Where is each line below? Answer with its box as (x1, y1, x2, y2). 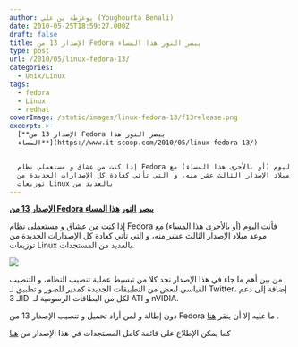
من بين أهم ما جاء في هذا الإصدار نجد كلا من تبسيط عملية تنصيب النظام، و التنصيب (9, 274, 283, 285)
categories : (9, 64, 54, 73)
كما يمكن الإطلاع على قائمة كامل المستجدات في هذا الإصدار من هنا (9, 328, 231, 339)
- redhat (17, 105, 50, 114)
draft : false (9, 30, 58, 39)
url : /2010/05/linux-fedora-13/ (9, 55, 130, 64)
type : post (9, 47, 50, 56)
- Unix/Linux (17, 72, 66, 81)
